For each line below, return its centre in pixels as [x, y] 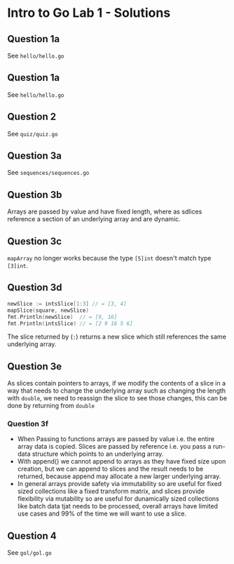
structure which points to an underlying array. [98, 454]
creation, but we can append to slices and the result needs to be [110, 469]
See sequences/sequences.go [48, 173]
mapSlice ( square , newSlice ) [48, 310]
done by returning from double [51, 406]
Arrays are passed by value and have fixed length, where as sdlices [105, 211]
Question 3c [34, 241]
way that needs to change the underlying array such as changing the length [117, 391]
